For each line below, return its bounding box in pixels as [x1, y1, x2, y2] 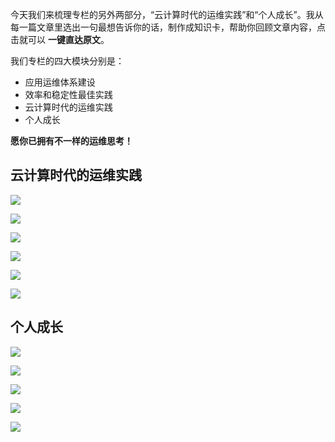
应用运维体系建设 [24, 76, 96, 88]
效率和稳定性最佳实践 [24, 89, 113, 100]
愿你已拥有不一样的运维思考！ [10, 135, 133, 147]
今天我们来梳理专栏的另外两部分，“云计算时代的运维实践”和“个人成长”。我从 [10, 9, 324, 20]
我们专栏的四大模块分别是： [10, 55, 125, 67]
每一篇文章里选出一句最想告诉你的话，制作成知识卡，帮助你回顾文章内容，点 [10, 21, 326, 33]
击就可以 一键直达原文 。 [10, 34, 110, 45]
